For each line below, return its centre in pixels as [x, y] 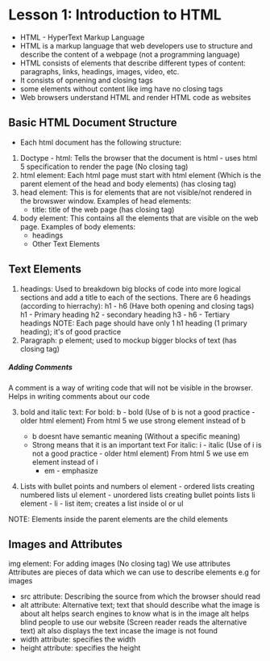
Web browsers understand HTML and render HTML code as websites [135, 97]
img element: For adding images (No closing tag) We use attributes [120, 564]
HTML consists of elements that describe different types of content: [133, 63]
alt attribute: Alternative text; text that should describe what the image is [140, 605]
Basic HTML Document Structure [93, 123]
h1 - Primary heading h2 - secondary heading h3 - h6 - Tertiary [125, 314]
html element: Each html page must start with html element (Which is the [141, 175]
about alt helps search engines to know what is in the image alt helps [135, 614]
